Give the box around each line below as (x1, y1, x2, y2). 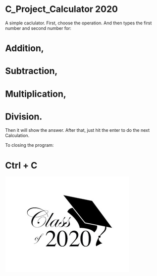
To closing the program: (5, 142, 54, 148)
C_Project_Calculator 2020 (5, 3, 118, 15)
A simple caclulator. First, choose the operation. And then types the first (5, 20, 152, 26)
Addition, (5, 43, 44, 54)
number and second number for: (5, 25, 72, 31)
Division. (5, 111, 43, 122)
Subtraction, (5, 66, 58, 77)
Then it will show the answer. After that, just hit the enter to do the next (5, 127, 150, 133)
